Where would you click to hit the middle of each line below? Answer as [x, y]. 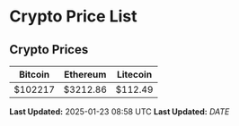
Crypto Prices [49, 50]
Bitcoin [35, 75]
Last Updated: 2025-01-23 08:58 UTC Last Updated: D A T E [119, 112]
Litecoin [134, 75]
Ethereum [85, 75]
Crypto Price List [73, 17]
